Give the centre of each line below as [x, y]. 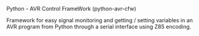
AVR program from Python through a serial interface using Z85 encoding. [99, 27]
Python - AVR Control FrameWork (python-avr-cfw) [71, 9]
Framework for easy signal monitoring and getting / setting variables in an [100, 20]
